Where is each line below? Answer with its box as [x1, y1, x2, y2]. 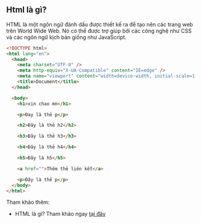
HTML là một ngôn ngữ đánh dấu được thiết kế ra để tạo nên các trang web [6, 20, 193, 28]
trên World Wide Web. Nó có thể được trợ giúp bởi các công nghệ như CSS [6, 27, 192, 34]
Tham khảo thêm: [6, 198, 50, 206]
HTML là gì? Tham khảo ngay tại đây [14, 210, 106, 218]
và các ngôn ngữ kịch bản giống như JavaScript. [6, 33, 127, 41]
